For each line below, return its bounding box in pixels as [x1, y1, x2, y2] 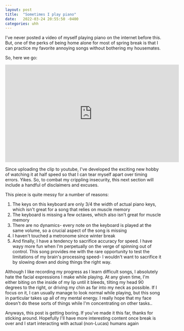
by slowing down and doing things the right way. [12, 259, 112, 265]
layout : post [5, 7, 32, 12]
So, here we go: [5, 55, 38, 61]
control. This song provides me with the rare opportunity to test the [12, 249, 150, 255]
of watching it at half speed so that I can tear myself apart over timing [5, 171, 148, 177]
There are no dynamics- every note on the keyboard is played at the [12, 222, 152, 228]
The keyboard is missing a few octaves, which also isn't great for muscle [12, 212, 161, 218]
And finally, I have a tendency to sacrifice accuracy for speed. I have [12, 238, 153, 244]
